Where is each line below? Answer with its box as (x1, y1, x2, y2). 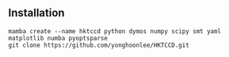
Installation (8, 6, 65, 20)
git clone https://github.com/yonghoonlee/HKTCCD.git (8, 41, 190, 49)
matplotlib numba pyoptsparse (8, 34, 109, 42)
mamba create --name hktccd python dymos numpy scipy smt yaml (8, 27, 222, 35)
